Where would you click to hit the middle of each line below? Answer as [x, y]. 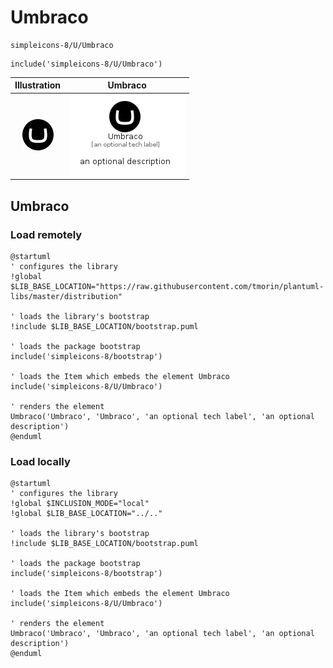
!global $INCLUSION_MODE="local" [80, 504]
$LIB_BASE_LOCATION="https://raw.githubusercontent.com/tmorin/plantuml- [167, 286]
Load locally [40, 461]
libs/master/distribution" [66, 296]
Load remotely [46, 234]
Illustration [38, 85]
